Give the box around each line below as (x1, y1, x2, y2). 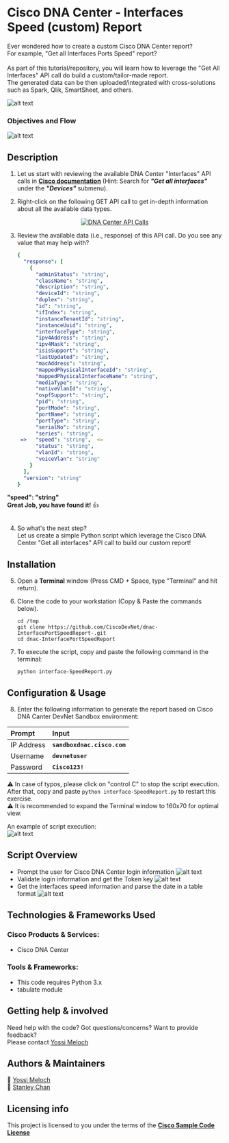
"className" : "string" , (35, 277, 104, 284)
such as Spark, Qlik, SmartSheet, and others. (7, 86, 133, 94)
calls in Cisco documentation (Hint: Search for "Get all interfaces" (16, 177, 208, 186)
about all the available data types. (16, 205, 112, 213)
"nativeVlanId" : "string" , (35, 386, 113, 392)
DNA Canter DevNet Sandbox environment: (16, 712, 139, 720)
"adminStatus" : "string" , (35, 271, 109, 278)
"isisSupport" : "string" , (35, 347, 109, 354)
